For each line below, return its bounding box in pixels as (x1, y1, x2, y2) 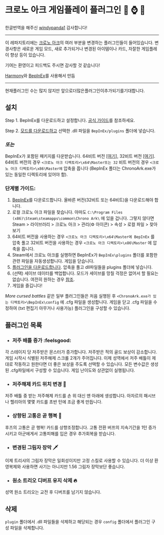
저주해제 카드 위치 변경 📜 (12, 380, 67, 387)
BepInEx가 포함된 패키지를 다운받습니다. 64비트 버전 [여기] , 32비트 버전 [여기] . (5, 153, 155, 159)
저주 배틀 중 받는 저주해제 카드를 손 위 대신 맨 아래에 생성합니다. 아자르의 (5, 393, 143, 399)
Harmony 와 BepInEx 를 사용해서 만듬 (5, 72, 76, 78)
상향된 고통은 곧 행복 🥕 (12, 412, 62, 419)
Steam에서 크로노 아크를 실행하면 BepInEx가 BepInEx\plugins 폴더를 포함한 (12, 252, 158, 258)
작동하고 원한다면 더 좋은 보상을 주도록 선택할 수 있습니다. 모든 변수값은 (14, 361, 150, 367)
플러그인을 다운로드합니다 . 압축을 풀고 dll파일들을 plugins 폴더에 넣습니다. (12, 264, 153, 270)
